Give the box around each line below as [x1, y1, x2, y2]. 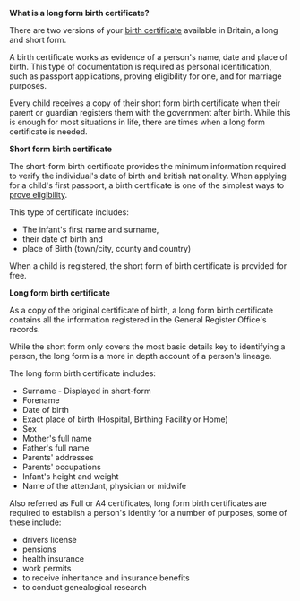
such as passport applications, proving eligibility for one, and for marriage [9, 71, 282, 82]
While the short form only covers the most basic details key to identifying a [9, 341, 286, 352]
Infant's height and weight [21, 471, 119, 482]
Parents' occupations [21, 461, 101, 472]
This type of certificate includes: [9, 207, 130, 218]
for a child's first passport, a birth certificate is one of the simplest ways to [9, 180, 285, 191]
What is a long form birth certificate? [9, 8, 150, 18]
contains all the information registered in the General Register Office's [9, 314, 267, 325]
